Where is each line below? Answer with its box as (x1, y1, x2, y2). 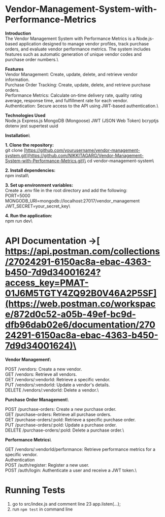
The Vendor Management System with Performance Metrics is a (5, 36, 135, 41)
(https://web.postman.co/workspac (5, 298, 156, 310)
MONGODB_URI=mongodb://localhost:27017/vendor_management (5, 198, 140, 203)
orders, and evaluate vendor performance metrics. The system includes (5, 46, 151, 52)
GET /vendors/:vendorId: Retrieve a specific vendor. (5, 376, 111, 382)
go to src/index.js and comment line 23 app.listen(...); (12, 501, 121, 507)
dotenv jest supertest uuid (5, 122, 58, 129)
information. (5, 77, 30, 82)
